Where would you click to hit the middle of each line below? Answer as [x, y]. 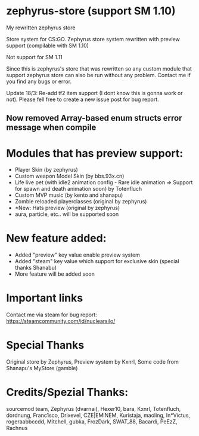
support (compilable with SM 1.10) [48, 45]
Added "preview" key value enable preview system [77, 255]
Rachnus [17, 428]
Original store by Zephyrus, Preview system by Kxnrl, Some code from [92, 362]
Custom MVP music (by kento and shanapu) [69, 195]
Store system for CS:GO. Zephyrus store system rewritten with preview [93, 39]
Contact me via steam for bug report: [52, 315]
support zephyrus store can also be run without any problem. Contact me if [99, 75]
